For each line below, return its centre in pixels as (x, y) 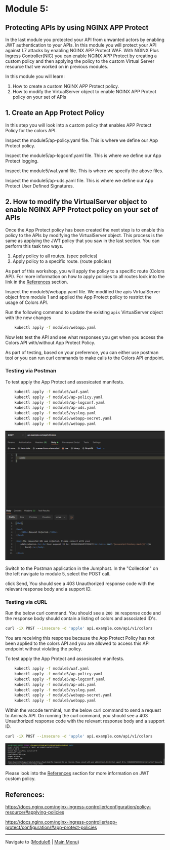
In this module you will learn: (35, 76)
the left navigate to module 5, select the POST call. (58, 573)
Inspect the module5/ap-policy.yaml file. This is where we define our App (82, 140)
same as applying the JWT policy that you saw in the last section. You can (82, 241)
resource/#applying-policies (35, 812)
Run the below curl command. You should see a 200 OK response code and (83, 613)
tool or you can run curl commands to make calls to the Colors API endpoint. (85, 358)
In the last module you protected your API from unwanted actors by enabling (85, 40)
